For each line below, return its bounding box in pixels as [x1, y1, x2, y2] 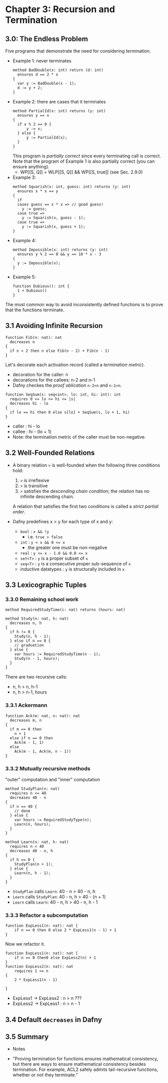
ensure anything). [12, 164, 50, 169]
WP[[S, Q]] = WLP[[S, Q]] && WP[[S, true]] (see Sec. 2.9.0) [20, 169, 143, 175]
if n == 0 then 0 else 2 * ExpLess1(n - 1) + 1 [14, 928, 116, 933]
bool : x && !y [20, 528, 50, 534]
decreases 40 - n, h [10, 848, 53, 853]
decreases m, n [10, 717, 42, 723]
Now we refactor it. [5, 941, 46, 947]
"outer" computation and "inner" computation [5, 776, 100, 782]
